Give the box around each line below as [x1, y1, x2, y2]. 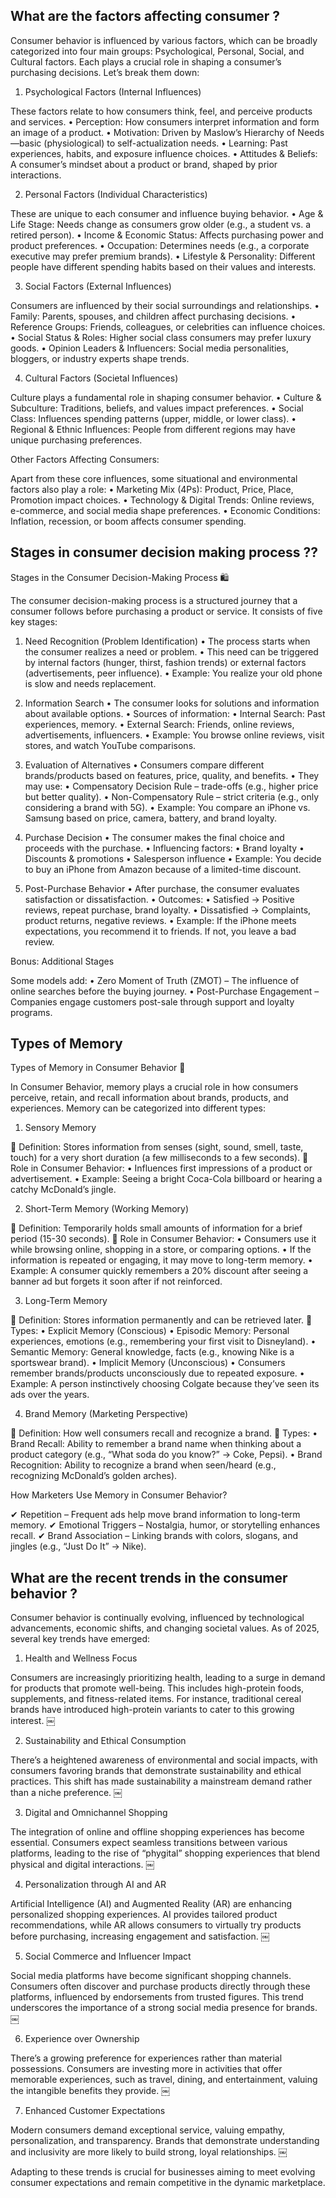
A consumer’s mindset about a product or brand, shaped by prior [10, 158, 278, 170]
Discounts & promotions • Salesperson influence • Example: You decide [24, 852, 322, 864]
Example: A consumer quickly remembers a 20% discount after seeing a [10, 1265, 309, 1277]
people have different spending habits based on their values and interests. [10, 260, 317, 273]
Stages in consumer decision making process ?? [10, 544, 319, 561]
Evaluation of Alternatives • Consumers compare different [24, 759, 265, 771]
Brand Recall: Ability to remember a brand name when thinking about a [10, 1438, 302, 1450]
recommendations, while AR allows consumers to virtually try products [10, 1919, 302, 1931]
